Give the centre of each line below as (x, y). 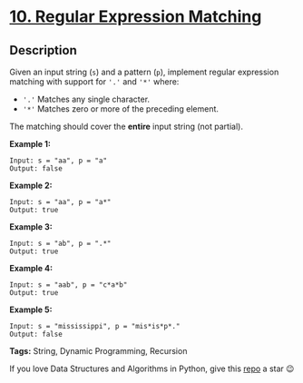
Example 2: (31, 185)
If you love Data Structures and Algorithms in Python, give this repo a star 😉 (152, 368)
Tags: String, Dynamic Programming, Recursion (98, 351)
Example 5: (31, 309)
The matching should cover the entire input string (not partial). (126, 126)
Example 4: (31, 268)
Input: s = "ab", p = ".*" (60, 243)
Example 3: (31, 227)
